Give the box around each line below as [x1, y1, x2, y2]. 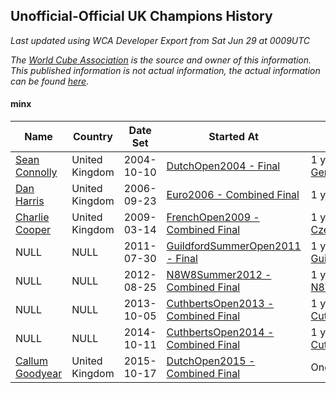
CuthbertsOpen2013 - [166, 297, 275, 311]
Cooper [15, 223, 52, 237]
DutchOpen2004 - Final [166, 159, 281, 173]
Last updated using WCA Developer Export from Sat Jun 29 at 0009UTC [10, 34, 311, 46]
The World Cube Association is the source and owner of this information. [10, 54, 312, 66]
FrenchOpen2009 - [166, 210, 260, 224]
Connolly [15, 165, 58, 179]
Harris [15, 194, 45, 208]
